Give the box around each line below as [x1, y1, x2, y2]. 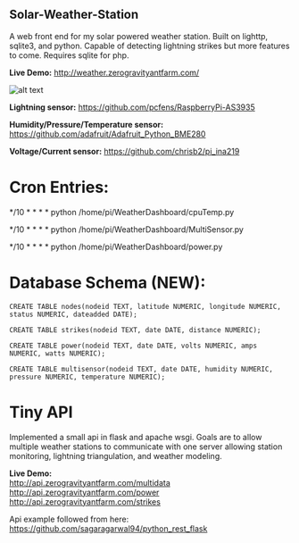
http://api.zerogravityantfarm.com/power [9, 487, 160, 497]
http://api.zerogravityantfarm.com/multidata [9, 477, 171, 488]
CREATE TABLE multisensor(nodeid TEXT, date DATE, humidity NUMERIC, [9, 364, 274, 373]
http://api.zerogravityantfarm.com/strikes [9, 496, 161, 507]
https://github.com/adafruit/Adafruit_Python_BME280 [9, 129, 206, 139]
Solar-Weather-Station [9, 7, 139, 22]
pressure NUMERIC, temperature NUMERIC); [9, 372, 166, 381]
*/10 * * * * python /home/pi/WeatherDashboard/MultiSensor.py [9, 223, 244, 235]
